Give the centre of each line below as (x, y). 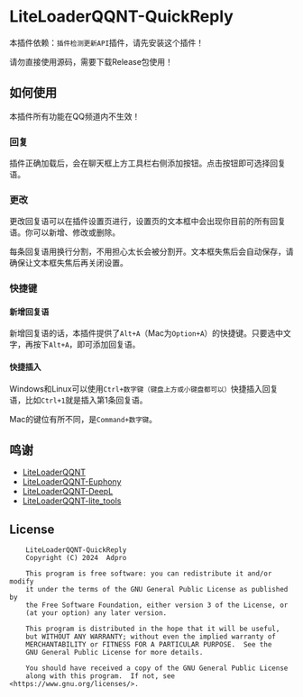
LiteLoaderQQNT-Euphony (72, 482)
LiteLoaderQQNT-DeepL (68, 492)
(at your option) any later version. (96, 613)
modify (22, 582)
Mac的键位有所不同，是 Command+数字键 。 (83, 419)
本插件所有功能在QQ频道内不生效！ (75, 116)
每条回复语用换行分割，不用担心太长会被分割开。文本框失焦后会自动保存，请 (151, 252)
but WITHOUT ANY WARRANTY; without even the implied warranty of (151, 637)
